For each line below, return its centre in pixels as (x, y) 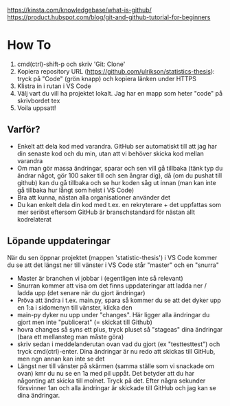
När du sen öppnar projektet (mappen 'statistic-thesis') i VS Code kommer (112, 257)
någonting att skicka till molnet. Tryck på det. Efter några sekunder (111, 381)
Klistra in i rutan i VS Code (54, 86)
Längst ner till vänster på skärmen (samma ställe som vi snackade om (116, 366)
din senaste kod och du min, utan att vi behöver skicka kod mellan (110, 153)
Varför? (24, 130)
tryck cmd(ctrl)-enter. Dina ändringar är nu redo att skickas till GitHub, (116, 351)
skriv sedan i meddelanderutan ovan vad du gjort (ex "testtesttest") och (118, 344)
